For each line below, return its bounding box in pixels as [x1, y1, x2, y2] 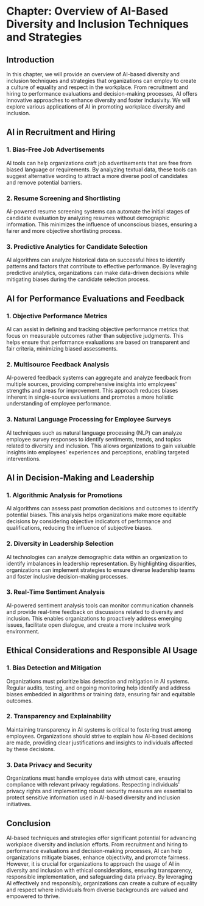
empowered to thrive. [6, 892, 60, 900]
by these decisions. [6, 745, 55, 752]
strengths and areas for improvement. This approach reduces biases [6, 387, 178, 394]
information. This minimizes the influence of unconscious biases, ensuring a [6, 221, 197, 228]
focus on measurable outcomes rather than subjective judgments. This [6, 332, 184, 339]
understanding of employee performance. [6, 400, 111, 407]
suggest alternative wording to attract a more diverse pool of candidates [6, 172, 188, 179]
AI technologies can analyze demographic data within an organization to [6, 553, 188, 560]
